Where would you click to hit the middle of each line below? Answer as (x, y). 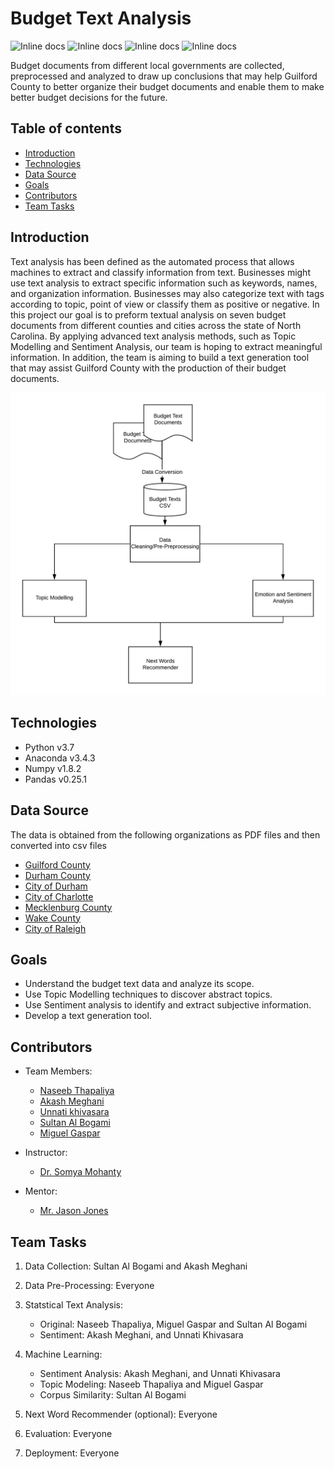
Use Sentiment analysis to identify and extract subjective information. (168, 1005)
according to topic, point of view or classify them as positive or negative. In (165, 304)
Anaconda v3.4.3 (60, 758)
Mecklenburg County (68, 907)
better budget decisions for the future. (89, 97)
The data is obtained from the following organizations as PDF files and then (165, 834)
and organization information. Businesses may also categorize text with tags (167, 293)
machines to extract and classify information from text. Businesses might (160, 272)
